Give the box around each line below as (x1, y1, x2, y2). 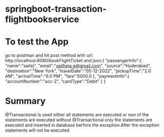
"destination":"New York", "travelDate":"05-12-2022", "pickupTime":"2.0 (5, 68, 151, 74)
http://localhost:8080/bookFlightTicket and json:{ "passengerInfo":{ (5, 58, 142, 64)
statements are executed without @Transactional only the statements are (5, 117, 153, 123)
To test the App (5, 36, 69, 47)
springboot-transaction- (5, 3, 107, 15)
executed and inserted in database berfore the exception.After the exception (5, 122, 160, 128)
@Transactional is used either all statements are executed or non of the (5, 112, 149, 118)
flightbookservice (5, 14, 79, 25)
